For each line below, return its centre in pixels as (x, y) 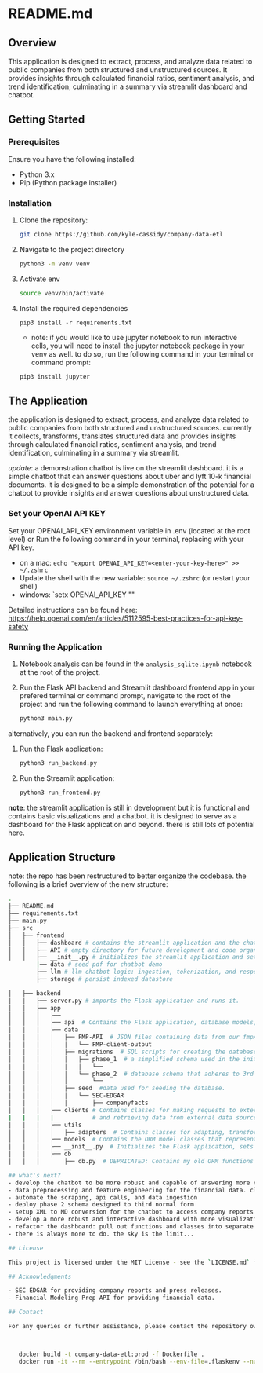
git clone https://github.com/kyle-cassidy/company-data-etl (121, 234)
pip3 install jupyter (54, 377)
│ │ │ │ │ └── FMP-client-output (80, 1045)
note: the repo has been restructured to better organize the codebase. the (127, 876)
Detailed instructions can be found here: (73, 610)
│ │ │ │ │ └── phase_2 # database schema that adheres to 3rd (131, 1074)
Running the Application (55, 646)
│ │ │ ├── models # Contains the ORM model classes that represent (133, 1140)
